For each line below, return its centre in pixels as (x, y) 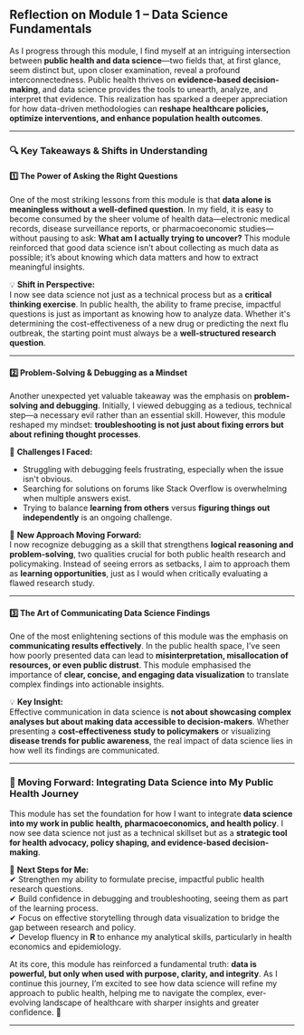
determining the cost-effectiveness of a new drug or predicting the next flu (149, 323)
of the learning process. (54, 907)
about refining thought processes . (75, 434)
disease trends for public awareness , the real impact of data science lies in (151, 741)
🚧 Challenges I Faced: (51, 452)
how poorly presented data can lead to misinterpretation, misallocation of (149, 656)
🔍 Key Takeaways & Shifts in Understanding (109, 150)
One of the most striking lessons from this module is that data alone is (140, 199)
